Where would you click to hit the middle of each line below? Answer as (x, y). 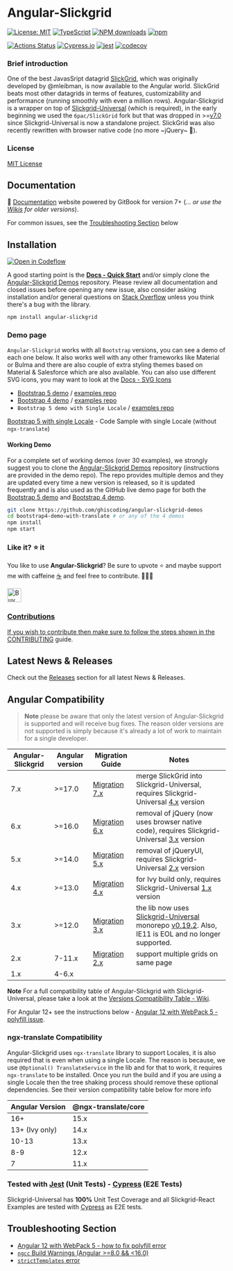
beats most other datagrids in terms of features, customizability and (104, 93)
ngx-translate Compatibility (55, 1038)
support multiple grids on (177, 954)
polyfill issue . (26, 1019)
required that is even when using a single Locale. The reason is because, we (116, 1060)
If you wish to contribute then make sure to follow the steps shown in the (111, 632)
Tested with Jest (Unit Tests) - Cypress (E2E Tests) (95, 1184)
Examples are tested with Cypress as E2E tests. (75, 1206)
